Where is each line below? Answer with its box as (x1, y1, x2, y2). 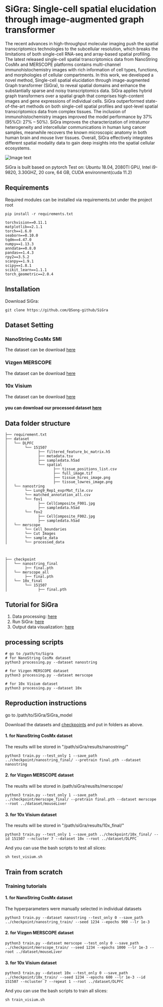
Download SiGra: (5, 298, 39, 304)
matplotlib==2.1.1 (5, 224, 43, 229)
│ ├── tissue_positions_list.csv (5, 467, 117, 472)
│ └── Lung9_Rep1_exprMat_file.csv (5, 488, 93, 493)
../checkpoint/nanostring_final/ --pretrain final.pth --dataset (5, 757, 141, 763)
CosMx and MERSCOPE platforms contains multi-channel (5, 61, 121, 67)
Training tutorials (5, 883, 47, 889)
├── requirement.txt (5, 432, 47, 437)
